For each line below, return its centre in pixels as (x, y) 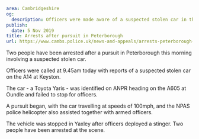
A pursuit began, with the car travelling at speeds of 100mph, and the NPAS (98, 106)
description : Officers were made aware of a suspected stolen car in (99, 20)
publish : (17, 25)
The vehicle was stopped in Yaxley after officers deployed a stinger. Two (95, 124)
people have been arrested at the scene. (56, 130)
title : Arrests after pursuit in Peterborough (65, 36)
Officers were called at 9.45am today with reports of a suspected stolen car (99, 70)
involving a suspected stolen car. (46, 59)
